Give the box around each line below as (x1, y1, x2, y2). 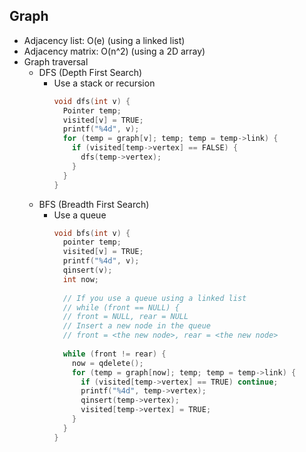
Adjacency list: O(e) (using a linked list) (23, 34, 186, 46)
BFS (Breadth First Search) (38, 198, 150, 210)
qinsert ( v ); (62, 265, 113, 276)
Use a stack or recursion (53, 77, 156, 89)
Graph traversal (23, 55, 89, 68)
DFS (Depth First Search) (38, 66, 143, 78)
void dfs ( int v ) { (53, 96, 131, 106)
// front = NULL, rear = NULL (62, 312, 189, 322)
